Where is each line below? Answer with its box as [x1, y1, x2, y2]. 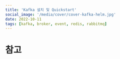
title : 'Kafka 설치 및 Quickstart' [5, 7, 77, 12]
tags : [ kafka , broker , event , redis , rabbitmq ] [5, 21, 107, 26]
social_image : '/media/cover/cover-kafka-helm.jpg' [5, 12, 116, 17]
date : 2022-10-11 [5, 16, 42, 21]
